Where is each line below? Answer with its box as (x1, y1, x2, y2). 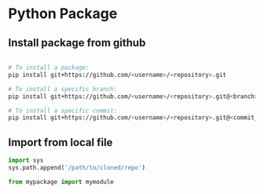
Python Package (8, 5, 118, 23)
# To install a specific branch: (8, 85, 118, 93)
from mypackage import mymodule (8, 178, 114, 185)
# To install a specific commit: (8, 107, 118, 115)
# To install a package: (8, 64, 90, 71)
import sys (8, 156, 44, 165)
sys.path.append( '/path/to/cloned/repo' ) (8, 163, 146, 171)
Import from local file (8, 135, 113, 149)
